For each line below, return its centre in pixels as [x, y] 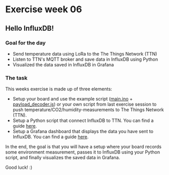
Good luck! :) [19, 167]
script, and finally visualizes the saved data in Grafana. [63, 158]
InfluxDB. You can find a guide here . [51, 137]
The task [16, 78]
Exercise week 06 [44, 9]
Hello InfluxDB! [30, 28]
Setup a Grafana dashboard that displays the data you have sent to [83, 132]
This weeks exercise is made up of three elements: [59, 89]
